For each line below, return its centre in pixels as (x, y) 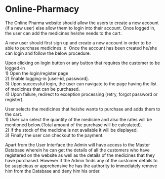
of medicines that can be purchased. (42, 89)
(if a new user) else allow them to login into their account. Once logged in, (80, 28)
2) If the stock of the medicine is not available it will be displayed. (72, 130)
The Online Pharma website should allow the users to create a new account (82, 23)
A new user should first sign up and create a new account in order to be (78, 42)
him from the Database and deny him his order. (53, 171)
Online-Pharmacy (42, 9)
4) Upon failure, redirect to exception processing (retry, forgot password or (82, 94)
